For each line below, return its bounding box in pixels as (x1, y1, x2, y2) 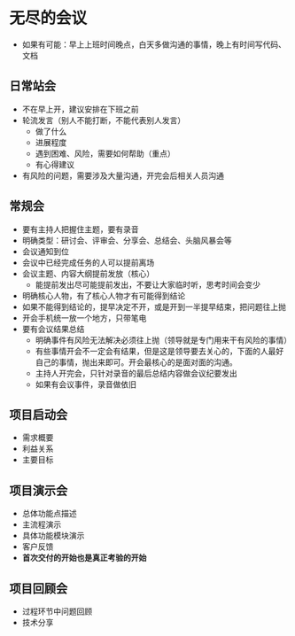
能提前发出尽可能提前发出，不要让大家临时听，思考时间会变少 (35, 279, 261, 290)
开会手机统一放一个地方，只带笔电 (21, 312, 147, 323)
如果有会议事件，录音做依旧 (35, 378, 137, 390)
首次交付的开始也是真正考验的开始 (21, 553, 147, 563)
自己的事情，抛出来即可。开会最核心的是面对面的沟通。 (35, 356, 237, 368)
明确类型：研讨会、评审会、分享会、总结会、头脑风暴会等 (21, 235, 232, 245)
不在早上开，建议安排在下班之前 (21, 104, 139, 114)
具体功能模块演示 (21, 531, 85, 541)
